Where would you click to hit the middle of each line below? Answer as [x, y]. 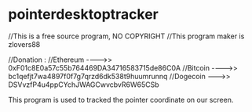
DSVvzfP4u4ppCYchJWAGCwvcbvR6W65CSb [84, 85]
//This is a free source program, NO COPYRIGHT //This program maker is [126, 36]
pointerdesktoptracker [83, 14]
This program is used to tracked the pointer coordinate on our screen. [121, 99]
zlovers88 [24, 44]
